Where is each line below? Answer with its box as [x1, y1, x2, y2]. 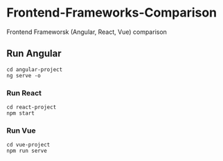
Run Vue [6, 126, 36, 135]
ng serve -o [6, 72, 41, 79]
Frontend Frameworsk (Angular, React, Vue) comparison [6, 28, 168, 36]
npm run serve [6, 147, 48, 155]
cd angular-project [6, 66, 63, 73]
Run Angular [6, 48, 62, 59]
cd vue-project [6, 142, 51, 149]
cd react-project [6, 104, 57, 111]
